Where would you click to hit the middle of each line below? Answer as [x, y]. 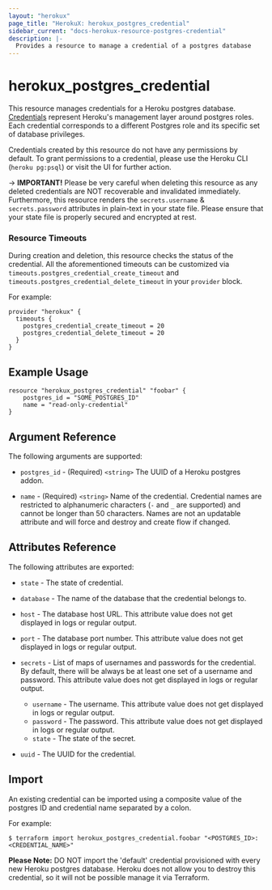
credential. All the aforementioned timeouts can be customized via [119, 265]
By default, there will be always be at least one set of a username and [136, 671]
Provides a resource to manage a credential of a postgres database [134, 46]
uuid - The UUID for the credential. [78, 754]
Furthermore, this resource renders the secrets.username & [106, 200]
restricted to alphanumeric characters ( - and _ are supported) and [130, 504]
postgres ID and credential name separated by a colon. [100, 807]
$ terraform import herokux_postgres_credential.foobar [104, 838]
